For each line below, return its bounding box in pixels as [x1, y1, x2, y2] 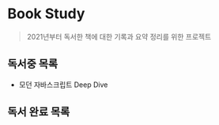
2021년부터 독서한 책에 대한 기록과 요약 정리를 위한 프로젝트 [26, 32, 212, 41]
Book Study [7, 5, 85, 23]
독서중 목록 [7, 57, 59, 71]
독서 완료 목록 [7, 105, 70, 119]
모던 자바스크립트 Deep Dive [18, 80, 108, 89]
